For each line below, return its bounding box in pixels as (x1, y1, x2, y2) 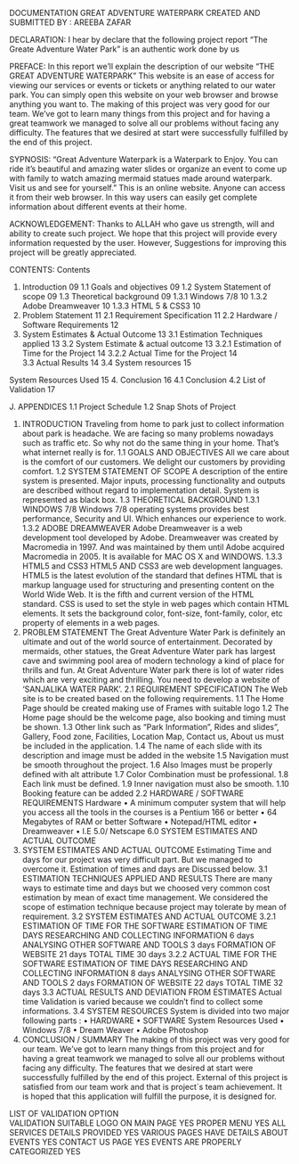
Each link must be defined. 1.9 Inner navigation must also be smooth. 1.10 (21, 779, 289, 789)
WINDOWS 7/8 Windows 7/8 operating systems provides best (21, 504, 250, 514)
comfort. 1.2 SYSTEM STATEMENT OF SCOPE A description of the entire (21, 466, 288, 476)
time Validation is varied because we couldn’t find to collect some (21, 996, 263, 1006)
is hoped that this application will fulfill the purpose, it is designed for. (21, 1091, 278, 1102)
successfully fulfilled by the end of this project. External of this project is (21, 1072, 288, 1082)
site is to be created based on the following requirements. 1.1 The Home (21, 693, 285, 703)
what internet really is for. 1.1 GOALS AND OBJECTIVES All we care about (21, 447, 290, 457)
